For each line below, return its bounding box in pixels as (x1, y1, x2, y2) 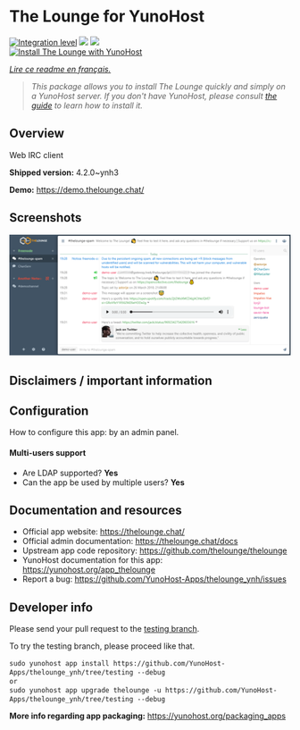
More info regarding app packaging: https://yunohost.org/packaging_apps (9, 710, 287, 721)
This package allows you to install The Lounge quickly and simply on (30, 80, 286, 91)
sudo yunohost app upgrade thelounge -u (9, 686, 162, 695)
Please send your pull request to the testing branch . (9, 624, 200, 634)
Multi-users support (9, 447, 87, 457)
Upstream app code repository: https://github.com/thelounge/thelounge (21, 545, 287, 556)
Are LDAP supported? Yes (21, 467, 119, 478)
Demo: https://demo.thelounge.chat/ (9, 184, 145, 195)
